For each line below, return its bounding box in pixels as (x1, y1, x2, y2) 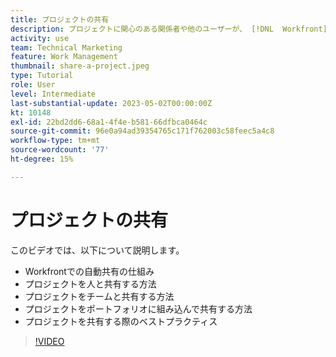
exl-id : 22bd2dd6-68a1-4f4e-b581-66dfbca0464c (10, 117, 208, 127)
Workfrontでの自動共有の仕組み (24, 265, 155, 277)
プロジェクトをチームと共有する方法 (24, 290, 175, 302)
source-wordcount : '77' (10, 145, 110, 155)
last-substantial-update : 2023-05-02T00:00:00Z (10, 98, 213, 108)
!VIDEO (34, 335, 65, 347)
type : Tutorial (10, 71, 74, 81)
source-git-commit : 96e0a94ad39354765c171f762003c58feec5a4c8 (10, 126, 275, 136)
